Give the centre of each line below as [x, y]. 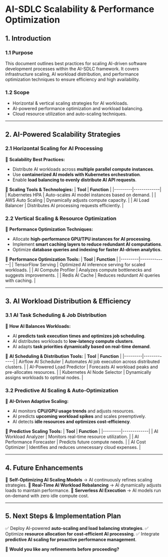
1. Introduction [28, 38]
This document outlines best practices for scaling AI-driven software [76, 63]
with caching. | [20, 281]
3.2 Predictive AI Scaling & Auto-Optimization [62, 390]
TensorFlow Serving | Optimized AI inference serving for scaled [80, 265]
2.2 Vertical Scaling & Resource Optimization [61, 218]
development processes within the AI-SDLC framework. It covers [72, 69]
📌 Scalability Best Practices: [35, 159]
